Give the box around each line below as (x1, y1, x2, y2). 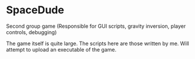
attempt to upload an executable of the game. (6, 46, 116, 53)
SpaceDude (6, 3, 65, 17)
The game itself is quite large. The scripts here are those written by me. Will (6, 40, 190, 47)
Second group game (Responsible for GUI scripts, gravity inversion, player (6, 23, 186, 30)
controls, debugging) (6, 28, 57, 35)
